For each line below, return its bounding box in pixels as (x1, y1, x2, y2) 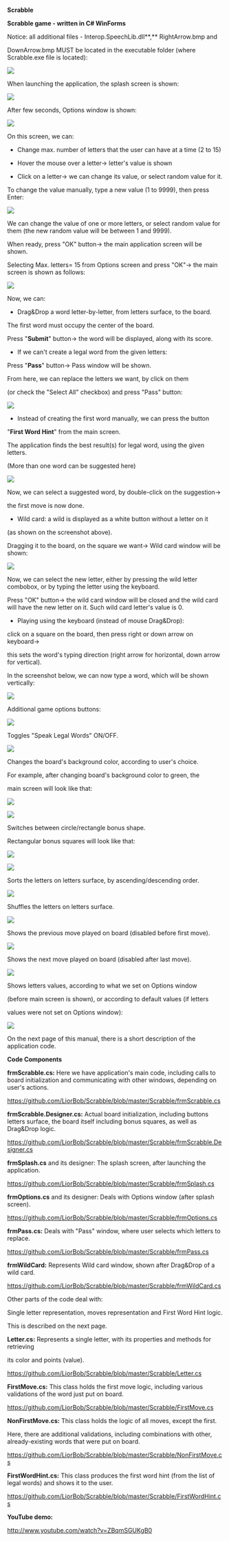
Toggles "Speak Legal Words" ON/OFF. (7, 732, 119, 739)
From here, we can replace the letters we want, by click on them (7, 375, 189, 382)
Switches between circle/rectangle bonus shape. (7, 824, 146, 832)
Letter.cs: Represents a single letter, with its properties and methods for (7, 1335, 212, 1343)
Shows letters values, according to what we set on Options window (7, 981, 197, 990)
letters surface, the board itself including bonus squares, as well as (7, 1117, 197, 1126)
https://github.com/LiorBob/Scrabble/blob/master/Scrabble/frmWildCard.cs (7, 1282, 221, 1290)
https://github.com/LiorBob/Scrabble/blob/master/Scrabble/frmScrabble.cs (7, 1097, 221, 1105)
